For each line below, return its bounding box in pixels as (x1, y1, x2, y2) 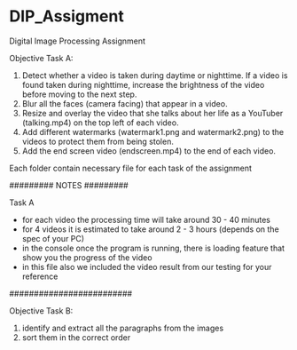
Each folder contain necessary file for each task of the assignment (9, 163, 253, 173)
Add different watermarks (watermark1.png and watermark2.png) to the (21, 126, 285, 137)
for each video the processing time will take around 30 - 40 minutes (21, 214, 270, 225)
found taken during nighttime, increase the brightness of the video (21, 79, 265, 90)
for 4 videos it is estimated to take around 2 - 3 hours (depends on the (21, 224, 279, 235)
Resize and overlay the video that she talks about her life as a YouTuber (21, 107, 284, 118)
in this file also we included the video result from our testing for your (21, 261, 272, 272)
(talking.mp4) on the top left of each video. (21, 117, 179, 128)
